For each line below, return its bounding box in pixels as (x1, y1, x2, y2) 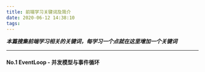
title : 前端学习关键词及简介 (6, 9, 71, 15)
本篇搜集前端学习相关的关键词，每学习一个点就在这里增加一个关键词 (6, 38, 178, 45)
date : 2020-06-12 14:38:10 (6, 15, 75, 21)
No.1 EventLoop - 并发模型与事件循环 (6, 59, 99, 66)
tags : (6, 20, 20, 26)
